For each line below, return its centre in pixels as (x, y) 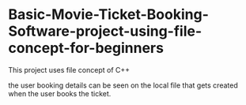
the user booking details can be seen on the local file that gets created (123, 85)
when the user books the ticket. (60, 93)
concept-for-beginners (86, 48)
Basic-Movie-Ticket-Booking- (109, 15)
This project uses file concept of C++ (69, 69)
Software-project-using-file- (105, 31)
